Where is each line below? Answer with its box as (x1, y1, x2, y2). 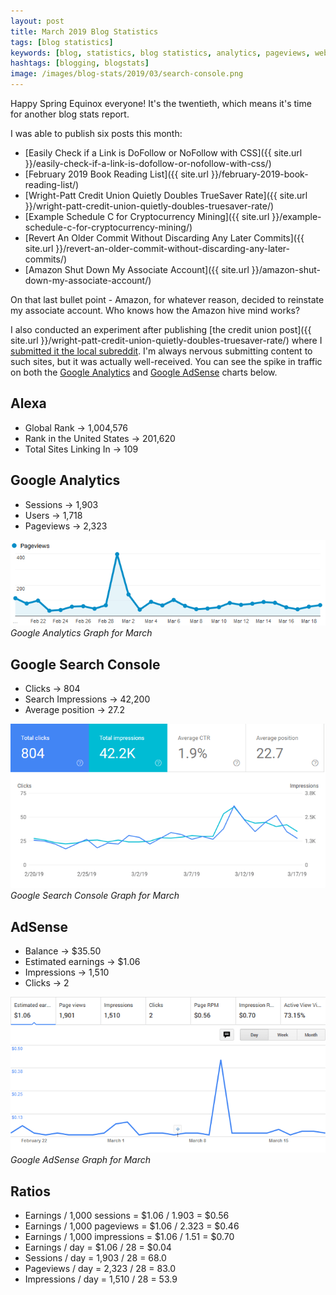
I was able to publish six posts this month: (10, 128, 183, 139)
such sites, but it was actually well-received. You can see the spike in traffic (10, 356, 323, 367)
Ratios (10, 1183, 51, 1200)
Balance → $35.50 (24, 945, 102, 957)
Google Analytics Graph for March (10, 627, 153, 639)
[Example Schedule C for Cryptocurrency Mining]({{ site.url (24, 211, 270, 222)
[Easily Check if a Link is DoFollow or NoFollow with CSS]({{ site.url (24, 147, 303, 159)
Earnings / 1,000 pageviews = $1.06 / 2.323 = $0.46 (24, 1220, 240, 1232)
